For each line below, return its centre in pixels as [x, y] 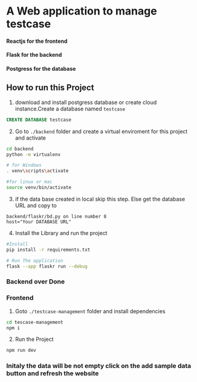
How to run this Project [50, 88]
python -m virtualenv [34, 154]
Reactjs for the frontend [37, 41]
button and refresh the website [53, 374]
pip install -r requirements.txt [48, 250]
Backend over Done [36, 282]
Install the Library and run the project [61, 233]
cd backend [20, 149]
